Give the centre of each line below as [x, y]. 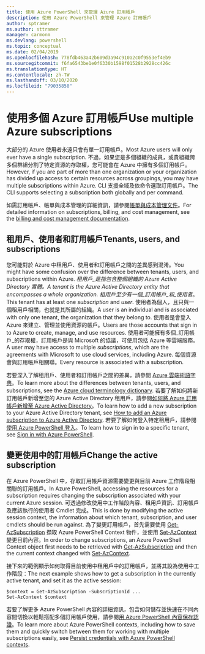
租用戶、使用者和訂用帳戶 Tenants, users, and [93, 239]
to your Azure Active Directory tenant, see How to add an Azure [87, 413]
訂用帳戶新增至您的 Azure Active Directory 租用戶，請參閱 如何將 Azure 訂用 [102, 398]
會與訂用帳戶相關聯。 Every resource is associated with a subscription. [95, 362]
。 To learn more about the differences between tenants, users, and [96, 382]
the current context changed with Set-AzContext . [68, 553]
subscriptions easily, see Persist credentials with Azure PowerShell [91, 637]
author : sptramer [28, 23]
